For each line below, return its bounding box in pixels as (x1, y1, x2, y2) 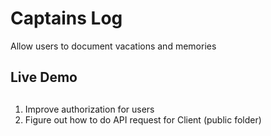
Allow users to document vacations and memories (10, 40, 217, 52)
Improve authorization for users (24, 103, 155, 115)
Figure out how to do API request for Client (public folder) (24, 113, 262, 126)
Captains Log (10, 7, 123, 30)
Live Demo (10, 69, 78, 86)
